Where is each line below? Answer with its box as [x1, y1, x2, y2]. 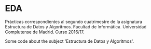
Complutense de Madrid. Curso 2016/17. [5, 29, 84, 35]
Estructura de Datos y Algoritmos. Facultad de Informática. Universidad [5, 24, 147, 29]
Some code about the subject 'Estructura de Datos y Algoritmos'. [5, 38, 134, 44]
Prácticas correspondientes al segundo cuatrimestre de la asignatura [5, 19, 142, 24]
